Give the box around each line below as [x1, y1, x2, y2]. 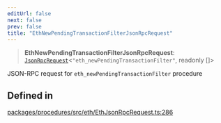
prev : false [7, 23, 42, 30]
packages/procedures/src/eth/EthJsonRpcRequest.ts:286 [7, 108, 174, 117]
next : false [7, 17, 42, 24]
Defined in [7, 90, 54, 101]
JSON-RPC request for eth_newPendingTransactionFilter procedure [7, 69, 203, 78]
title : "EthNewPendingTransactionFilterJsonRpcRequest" [7, 29, 173, 37]
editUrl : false [7, 10, 52, 17]
